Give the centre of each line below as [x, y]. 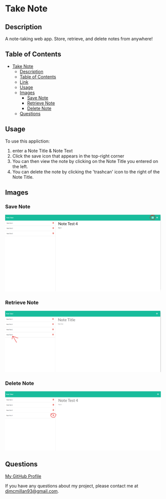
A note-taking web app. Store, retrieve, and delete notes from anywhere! [79, 39]
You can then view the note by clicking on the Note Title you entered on [85, 161]
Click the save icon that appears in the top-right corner [68, 156]
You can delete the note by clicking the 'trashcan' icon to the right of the [86, 172]
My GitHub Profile [23, 476]
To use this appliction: [28, 141]
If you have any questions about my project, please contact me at [72, 486]
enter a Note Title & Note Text [42, 150]
